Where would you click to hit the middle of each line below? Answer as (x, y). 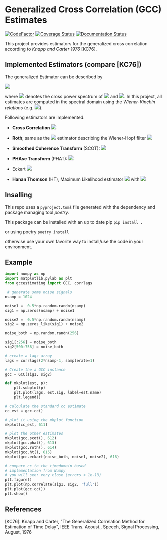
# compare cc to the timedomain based (45, 466)
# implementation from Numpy (35, 471)
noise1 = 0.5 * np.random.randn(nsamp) (45, 306)
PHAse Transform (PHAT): (40, 158)
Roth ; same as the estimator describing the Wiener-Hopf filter (79, 138)
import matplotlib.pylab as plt (39, 279)
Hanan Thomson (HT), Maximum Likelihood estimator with (76, 179)
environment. (19, 247)
